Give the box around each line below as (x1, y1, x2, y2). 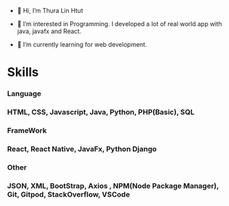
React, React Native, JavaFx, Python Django (7, 144, 157, 154)
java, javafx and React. (17, 27, 82, 35)
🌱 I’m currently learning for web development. (17, 41, 147, 48)
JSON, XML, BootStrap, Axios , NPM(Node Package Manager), (7, 181, 219, 190)
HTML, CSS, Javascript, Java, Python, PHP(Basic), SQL (7, 107, 195, 117)
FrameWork (7, 126, 47, 135)
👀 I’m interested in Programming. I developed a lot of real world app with (17, 20, 222, 27)
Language (7, 89, 42, 99)
